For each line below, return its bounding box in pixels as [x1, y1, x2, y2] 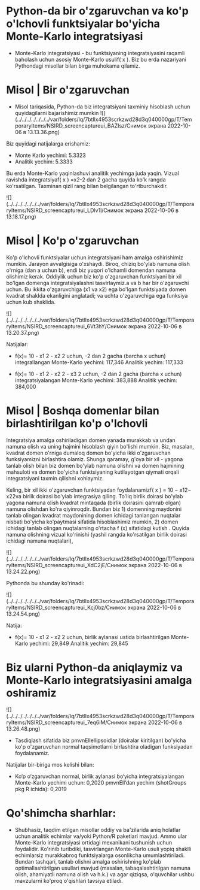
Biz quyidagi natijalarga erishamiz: [6, 140, 91, 147]
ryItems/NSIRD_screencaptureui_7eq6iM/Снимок [6, 719, 127, 726]
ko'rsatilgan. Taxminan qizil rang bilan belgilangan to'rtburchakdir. [6, 182, 168, 189]
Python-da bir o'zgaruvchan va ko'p [6, 4, 189, 18]
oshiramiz [6, 686, 57, 700]
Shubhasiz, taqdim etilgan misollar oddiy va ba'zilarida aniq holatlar [14, 826, 181, 833]
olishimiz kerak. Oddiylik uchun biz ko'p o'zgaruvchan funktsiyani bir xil [6, 273, 182, 280]
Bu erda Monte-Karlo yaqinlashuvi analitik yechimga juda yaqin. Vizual [6, 169, 179, 177]
